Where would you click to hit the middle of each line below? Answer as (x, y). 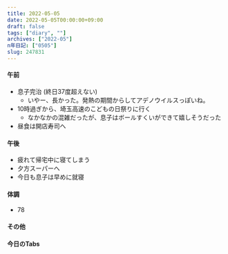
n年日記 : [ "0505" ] (32, 46)
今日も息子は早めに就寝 (50, 177)
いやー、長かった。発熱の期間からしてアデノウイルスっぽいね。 (118, 100)
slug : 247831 (26, 52)
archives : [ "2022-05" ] (40, 39)
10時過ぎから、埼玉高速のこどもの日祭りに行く (84, 109)
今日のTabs (23, 244)
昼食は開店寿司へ (41, 126)
